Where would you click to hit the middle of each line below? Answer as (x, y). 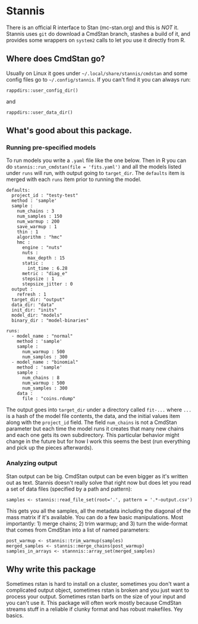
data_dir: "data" (33, 305)
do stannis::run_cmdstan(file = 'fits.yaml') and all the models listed (94, 167)
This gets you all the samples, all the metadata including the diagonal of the (99, 511)
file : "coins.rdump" (49, 399)
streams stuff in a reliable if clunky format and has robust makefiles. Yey (95, 609)
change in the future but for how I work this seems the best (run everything (98, 441)
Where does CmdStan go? (56, 59)
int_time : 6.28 (48, 269)
